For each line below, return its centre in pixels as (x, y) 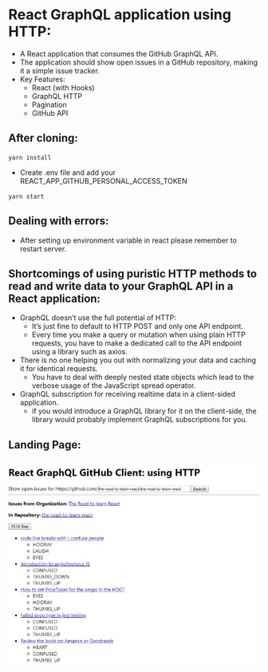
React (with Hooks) (63, 87)
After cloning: (43, 138)
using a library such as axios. (79, 352)
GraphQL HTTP (57, 96)
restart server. (43, 248)
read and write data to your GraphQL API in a (121, 286)
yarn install (30, 157)
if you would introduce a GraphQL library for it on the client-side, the (144, 411)
